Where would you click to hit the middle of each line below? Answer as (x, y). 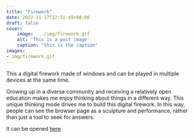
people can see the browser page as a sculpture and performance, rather (97, 110)
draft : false (23, 23)
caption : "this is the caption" (57, 46)
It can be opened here (34, 128)
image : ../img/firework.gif (53, 34)
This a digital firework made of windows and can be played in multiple (93, 73)
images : (16, 51)
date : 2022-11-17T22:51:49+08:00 (48, 17)
